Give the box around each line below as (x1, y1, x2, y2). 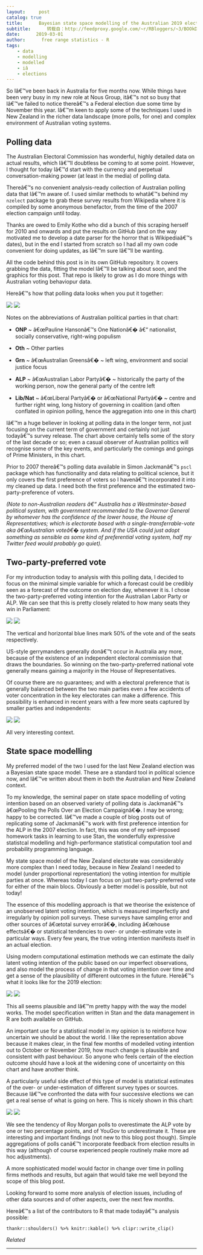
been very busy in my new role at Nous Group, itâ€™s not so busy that (6, 94, 181, 101)
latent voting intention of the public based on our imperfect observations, (6, 959, 188, 966)
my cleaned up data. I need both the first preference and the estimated (6, 482, 183, 490)
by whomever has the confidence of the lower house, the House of (6, 513, 173, 520)
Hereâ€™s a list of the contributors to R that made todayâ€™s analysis (6, 1207, 179, 1214)
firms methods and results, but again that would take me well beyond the (6, 1171, 188, 1178)
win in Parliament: (6, 605, 51, 612)
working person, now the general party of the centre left (14, 382, 155, 390)
